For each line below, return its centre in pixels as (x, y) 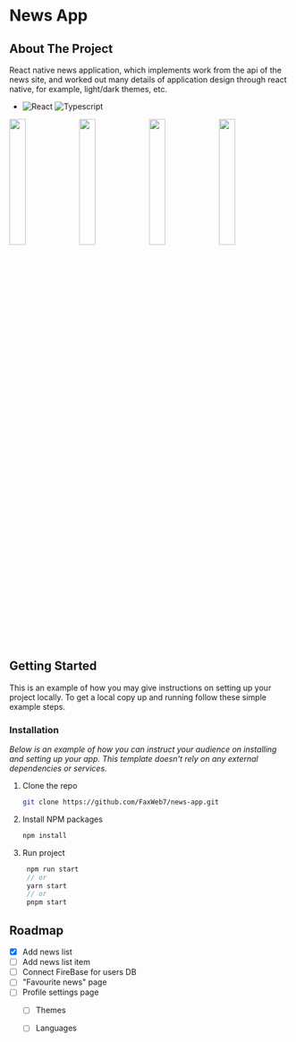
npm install (44, 835)
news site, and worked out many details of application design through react (148, 80)
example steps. (37, 706)
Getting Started (53, 666)
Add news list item (56, 962)
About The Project (61, 49)
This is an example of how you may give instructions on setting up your (140, 688)
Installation (34, 730)
